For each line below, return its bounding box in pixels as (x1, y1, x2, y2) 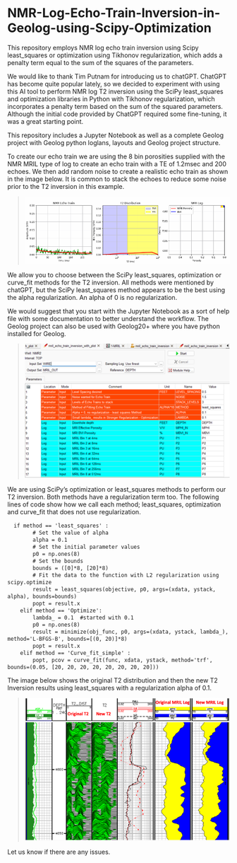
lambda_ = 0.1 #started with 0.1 (32, 614, 134, 622)
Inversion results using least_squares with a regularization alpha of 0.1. (7, 684, 212, 693)
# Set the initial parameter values (32, 543, 140, 551)
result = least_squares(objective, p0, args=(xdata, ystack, (32, 586, 217, 593)
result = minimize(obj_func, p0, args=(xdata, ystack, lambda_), (32, 628, 229, 636)
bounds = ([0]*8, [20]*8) (32, 564, 109, 572)
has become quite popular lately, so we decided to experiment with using (7, 79, 220, 88)
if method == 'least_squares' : (13, 522, 109, 530)
